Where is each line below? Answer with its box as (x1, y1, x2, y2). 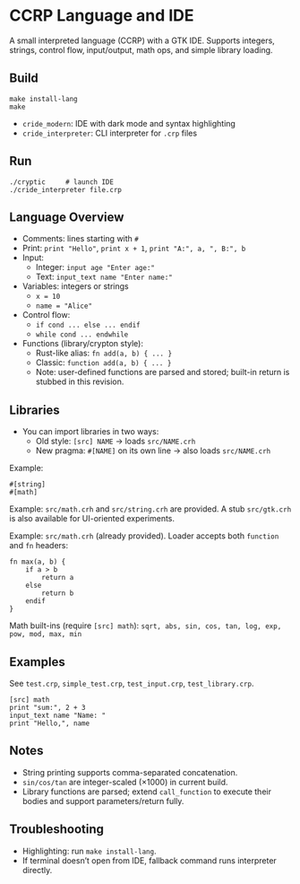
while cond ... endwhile (35, 330, 129, 339)
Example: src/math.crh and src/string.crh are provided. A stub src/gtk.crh (9, 503, 292, 514)
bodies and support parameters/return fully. (21, 795, 184, 806)
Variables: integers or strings (21, 281, 129, 292)
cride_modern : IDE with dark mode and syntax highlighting (21, 118, 236, 128)
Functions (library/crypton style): (21, 338, 143, 349)
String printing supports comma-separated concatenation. (21, 766, 238, 777)
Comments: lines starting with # (21, 233, 139, 244)
